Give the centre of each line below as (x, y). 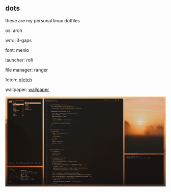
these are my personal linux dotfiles (43, 20)
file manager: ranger (27, 70)
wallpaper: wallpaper (27, 89)
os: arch (14, 30)
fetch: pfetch (19, 79)
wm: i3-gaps (19, 40)
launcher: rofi (19, 60)
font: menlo (17, 50)
